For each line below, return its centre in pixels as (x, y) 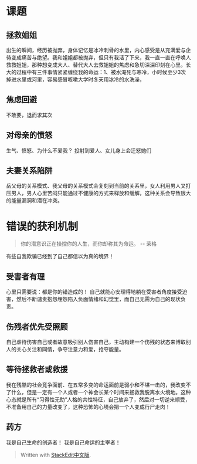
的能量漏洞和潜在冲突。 (34, 201)
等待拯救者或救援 (37, 370)
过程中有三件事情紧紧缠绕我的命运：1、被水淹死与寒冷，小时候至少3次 (101, 72)
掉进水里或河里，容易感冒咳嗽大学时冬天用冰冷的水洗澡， (75, 79)
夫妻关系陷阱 (29, 171)
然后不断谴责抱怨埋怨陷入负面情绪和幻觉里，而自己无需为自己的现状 (98, 299)
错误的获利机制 (42, 226)
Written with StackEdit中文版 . (56, 455)
